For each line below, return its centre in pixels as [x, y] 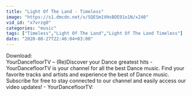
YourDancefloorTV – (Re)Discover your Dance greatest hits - [80, 62]
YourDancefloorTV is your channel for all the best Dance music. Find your [95, 68]
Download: [19, 56]
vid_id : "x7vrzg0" [29, 22]
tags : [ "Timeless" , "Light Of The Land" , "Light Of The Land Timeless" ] [95, 34]
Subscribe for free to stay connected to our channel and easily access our [96, 81]
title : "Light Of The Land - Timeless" [55, 11]
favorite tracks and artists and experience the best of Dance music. [88, 75]
